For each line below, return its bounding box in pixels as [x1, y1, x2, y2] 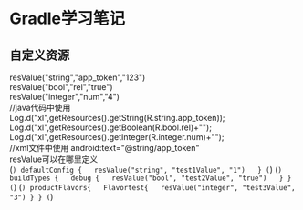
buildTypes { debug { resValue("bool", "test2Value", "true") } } [9, 174, 292, 183]
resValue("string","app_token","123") [9, 72, 146, 83]
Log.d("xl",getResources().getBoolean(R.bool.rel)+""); [9, 122, 213, 133]
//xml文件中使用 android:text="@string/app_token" [9, 143, 200, 153]
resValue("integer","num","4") [9, 92, 120, 102]
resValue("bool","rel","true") [9, 82, 113, 92]
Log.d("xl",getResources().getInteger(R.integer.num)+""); [9, 132, 225, 142]
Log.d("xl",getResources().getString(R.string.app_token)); [9, 113, 225, 123]
